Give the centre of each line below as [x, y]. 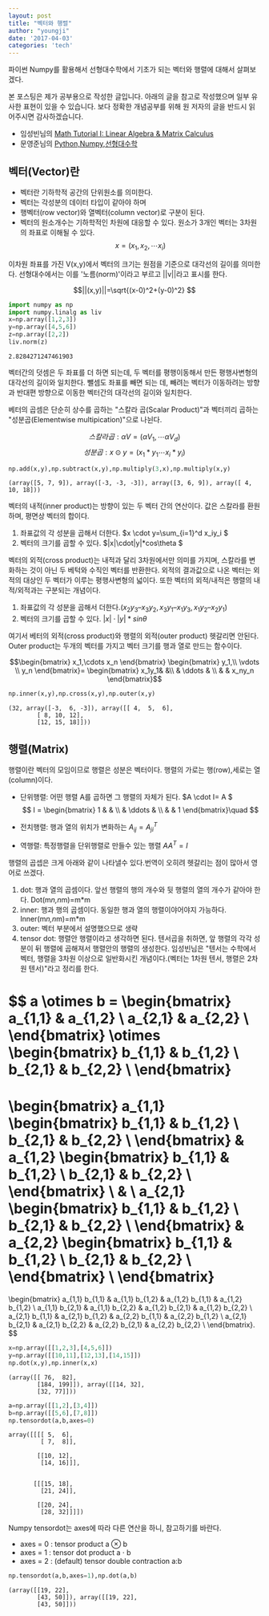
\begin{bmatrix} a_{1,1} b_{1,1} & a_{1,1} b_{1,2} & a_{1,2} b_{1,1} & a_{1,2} [125, 1299]
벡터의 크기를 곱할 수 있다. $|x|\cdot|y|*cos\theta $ [101, 543]
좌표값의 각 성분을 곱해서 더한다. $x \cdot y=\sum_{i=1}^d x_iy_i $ [124, 533]
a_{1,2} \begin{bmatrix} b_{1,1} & [119, 1158]
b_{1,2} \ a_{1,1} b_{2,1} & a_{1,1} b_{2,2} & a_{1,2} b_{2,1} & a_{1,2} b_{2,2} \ [130, 1308]
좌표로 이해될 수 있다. [62, 232]
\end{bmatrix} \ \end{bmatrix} [111, 1277]
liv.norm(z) [28, 342]
